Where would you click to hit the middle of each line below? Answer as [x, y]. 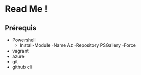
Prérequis [21, 28]
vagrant [20, 51]
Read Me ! [26, 9]
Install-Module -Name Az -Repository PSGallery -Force [78, 45]
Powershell [24, 40]
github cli [22, 67]
